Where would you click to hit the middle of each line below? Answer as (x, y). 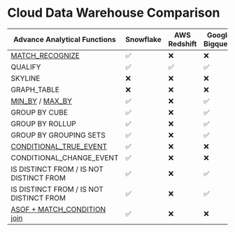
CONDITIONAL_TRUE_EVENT (59, 146)
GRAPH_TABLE (35, 89)
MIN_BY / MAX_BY (41, 101)
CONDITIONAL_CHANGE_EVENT (65, 157)
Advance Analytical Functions (65, 39)
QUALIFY (26, 66)
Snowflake (144, 39)
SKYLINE (26, 78)
